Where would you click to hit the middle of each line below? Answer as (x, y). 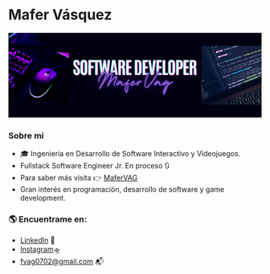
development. (43, 198)
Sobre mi (26, 135)
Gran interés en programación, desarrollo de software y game (122, 189)
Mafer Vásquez (60, 15)
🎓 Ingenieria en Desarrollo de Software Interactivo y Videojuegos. (130, 154)
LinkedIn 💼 (37, 240)
